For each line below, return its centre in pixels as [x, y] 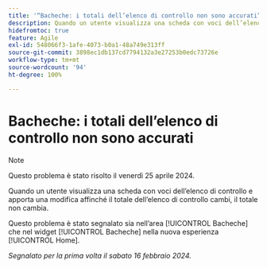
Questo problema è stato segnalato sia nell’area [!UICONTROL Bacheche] [128, 223]
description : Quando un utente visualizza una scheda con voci [115, 23]
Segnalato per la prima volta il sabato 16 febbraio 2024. [100, 255]
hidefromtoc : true [39, 30]
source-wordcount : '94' [48, 68]
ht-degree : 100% [35, 75]
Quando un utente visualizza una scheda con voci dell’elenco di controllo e [130, 191]
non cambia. [29, 208]
